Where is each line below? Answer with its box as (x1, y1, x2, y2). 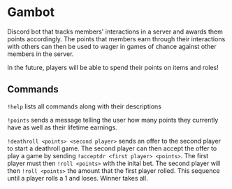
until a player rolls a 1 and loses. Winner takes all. (7, 174, 148, 182)
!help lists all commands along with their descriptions (7, 102, 162, 111)
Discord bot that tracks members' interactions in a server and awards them (7, 27, 224, 36)
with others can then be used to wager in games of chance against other (7, 42, 217, 50)
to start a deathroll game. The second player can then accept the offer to (7, 144, 217, 153)
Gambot (7, 4, 55, 20)
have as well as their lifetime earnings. (7, 123, 117, 132)
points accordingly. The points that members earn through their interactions (7, 34, 226, 43)
